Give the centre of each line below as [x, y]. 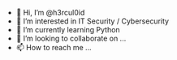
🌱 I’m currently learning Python [68, 30]
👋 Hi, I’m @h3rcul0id [50, 13]
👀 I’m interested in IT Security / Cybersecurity [92, 21]
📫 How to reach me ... [54, 47]
